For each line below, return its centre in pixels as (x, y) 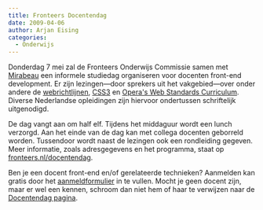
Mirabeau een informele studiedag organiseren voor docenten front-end (125, 76)
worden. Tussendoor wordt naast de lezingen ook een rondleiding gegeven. (131, 141)
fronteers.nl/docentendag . (51, 157)
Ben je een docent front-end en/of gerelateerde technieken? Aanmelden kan (131, 173)
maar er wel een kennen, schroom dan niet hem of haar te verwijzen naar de (131, 190)
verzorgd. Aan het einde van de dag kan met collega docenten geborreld (126, 133)
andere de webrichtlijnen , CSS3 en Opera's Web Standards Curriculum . (124, 92)
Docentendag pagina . (43, 198)
